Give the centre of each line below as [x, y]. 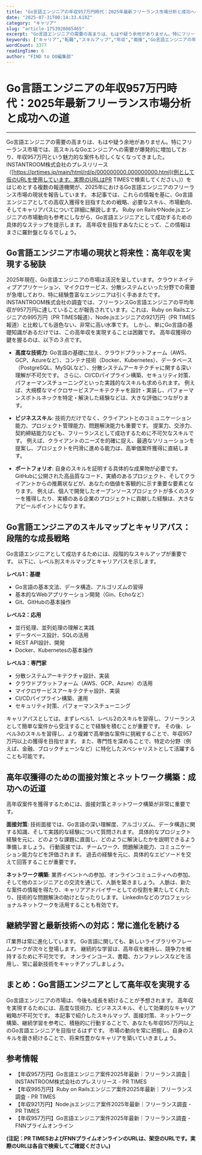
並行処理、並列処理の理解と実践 [54, 628]
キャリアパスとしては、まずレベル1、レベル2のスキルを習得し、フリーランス [101, 719]
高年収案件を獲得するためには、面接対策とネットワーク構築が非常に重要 [96, 804]
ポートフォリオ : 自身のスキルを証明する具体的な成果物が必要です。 [98, 469]
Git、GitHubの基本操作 [43, 602]
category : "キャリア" [32, 23]
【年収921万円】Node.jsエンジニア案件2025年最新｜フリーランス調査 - [103, 1104]
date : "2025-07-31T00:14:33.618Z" [50, 17]
